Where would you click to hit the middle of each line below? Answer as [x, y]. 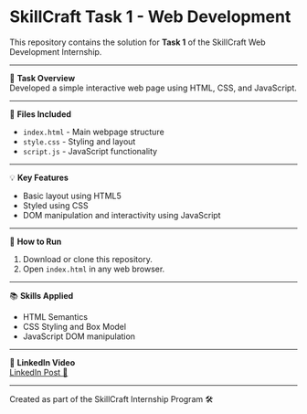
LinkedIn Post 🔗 [39, 372]
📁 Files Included [40, 114]
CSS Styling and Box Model [74, 326]
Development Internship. [56, 51]
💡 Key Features [39, 177]
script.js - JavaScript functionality [90, 151]
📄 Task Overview [42, 78]
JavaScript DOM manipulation [79, 336]
